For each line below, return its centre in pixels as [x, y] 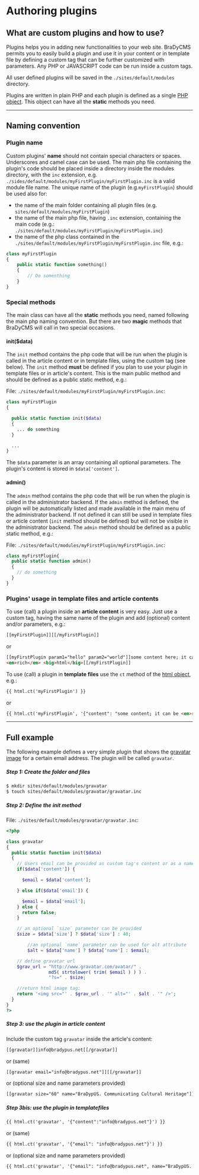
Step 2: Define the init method [44, 805]
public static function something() [62, 265]
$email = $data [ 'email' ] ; [54, 901]
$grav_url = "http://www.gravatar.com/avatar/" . [79, 967]
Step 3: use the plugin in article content [56, 1024]
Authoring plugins [52, 11]
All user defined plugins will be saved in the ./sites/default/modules [90, 77]
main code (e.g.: [35, 224]
